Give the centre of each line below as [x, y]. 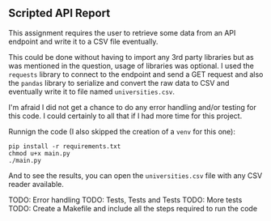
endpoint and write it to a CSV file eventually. [83, 41]
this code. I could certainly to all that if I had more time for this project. [125, 116]
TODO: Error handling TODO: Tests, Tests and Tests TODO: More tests [125, 200]
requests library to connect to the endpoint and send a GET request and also [136, 74]
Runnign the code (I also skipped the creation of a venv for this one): [122, 131]
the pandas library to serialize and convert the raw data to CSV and [119, 83]
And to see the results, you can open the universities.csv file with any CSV [135, 175]
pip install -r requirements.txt [65, 146]
